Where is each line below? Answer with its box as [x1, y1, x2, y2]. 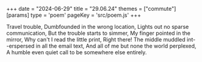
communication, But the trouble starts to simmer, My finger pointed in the [6, 29, 191, 37]
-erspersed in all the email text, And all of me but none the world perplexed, [6, 42, 197, 49]
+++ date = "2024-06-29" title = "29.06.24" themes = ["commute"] [6, 5, 176, 12]
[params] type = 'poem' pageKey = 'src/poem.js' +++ [6, 11, 142, 19]
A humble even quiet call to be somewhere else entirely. [6, 49, 147, 56]
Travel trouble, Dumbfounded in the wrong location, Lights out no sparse [6, 23, 189, 30]
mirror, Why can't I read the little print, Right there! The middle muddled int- [6, 36, 196, 43]
